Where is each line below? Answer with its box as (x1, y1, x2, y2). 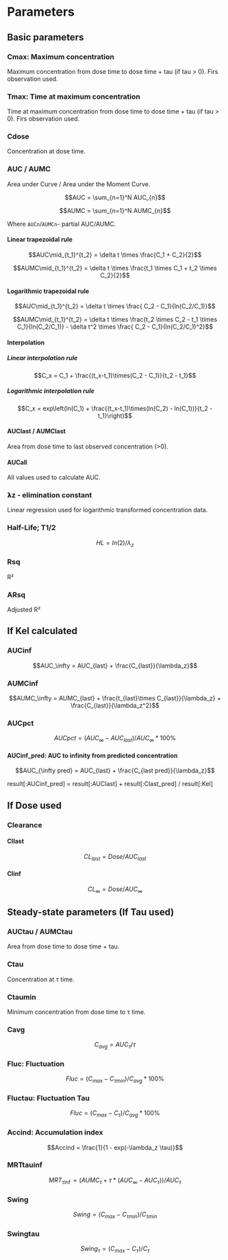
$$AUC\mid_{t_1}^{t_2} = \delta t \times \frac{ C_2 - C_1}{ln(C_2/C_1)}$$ (14, 302, 216, 310)
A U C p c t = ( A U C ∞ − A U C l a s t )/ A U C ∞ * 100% (53, 734, 177, 744)
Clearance (7, 820, 42, 829)
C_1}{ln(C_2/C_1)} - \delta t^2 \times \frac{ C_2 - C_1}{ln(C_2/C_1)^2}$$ (16, 323, 214, 331)
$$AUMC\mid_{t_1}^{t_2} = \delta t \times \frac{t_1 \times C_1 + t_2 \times (13, 264, 217, 272)
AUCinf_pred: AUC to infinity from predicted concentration (7, 751, 178, 759)
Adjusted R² (7, 605, 41, 614)
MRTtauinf (7, 1160, 43, 1170)
